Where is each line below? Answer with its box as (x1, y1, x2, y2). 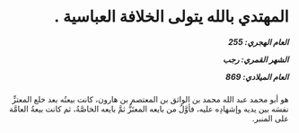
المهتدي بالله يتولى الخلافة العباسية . (54, 6, 289, 27)
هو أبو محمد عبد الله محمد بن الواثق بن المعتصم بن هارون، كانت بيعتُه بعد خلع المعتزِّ (12, 94, 289, 105)
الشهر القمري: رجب (222, 54, 289, 65)
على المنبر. (251, 113, 289, 124)
